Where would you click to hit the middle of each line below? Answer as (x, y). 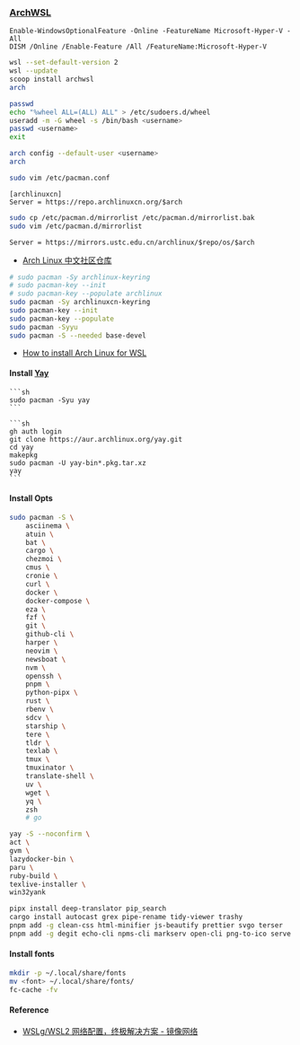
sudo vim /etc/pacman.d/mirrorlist (76, 226)
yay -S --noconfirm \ (50, 834)
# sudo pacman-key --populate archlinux (86, 294)
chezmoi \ (44, 559)
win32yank (28, 892)
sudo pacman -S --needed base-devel (78, 335)
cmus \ (38, 567)
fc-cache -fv (34, 989)
